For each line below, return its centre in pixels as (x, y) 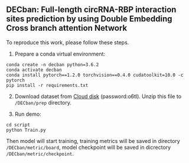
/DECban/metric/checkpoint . (40, 154)
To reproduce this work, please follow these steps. (68, 42)
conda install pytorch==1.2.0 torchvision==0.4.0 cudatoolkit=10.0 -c (95, 75)
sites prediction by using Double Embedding (89, 19)
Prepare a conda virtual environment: (60, 54)
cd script (18, 125)
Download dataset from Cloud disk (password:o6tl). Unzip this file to (98, 96)
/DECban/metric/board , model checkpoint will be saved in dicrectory (89, 147)
